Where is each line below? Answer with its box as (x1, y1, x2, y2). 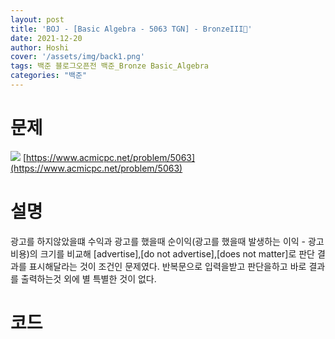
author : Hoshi (10, 42, 70, 53)
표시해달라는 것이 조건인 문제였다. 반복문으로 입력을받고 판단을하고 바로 (28, 260, 307, 272)
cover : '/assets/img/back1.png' (10, 52, 145, 62)
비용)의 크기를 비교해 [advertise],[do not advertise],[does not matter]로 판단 (10, 247, 315, 260)
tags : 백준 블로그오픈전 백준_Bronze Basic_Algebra (10, 61, 210, 71)
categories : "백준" (10, 71, 88, 81)
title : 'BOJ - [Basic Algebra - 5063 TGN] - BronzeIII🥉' (10, 24, 253, 34)
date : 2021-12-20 (10, 33, 83, 43)
